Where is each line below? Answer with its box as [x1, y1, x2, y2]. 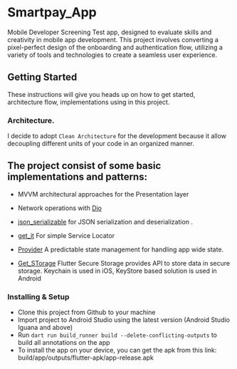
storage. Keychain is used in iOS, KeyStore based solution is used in [17, 266, 217, 275]
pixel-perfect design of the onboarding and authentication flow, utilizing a [7, 43, 223, 51]
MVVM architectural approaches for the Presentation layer [17, 189, 189, 198]
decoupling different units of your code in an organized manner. [7, 140, 194, 148]
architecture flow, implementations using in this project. [7, 98, 170, 106]
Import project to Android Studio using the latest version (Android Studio [17, 316, 230, 324]
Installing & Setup [7, 291, 70, 301]
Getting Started [7, 71, 78, 83]
